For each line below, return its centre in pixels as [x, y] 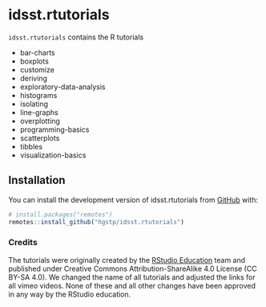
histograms [38, 95]
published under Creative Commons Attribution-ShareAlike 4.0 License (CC [133, 268]
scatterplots [40, 137]
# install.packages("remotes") [60, 215]
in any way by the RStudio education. [70, 294]
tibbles [31, 146]
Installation [37, 180]
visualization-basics [53, 155]
